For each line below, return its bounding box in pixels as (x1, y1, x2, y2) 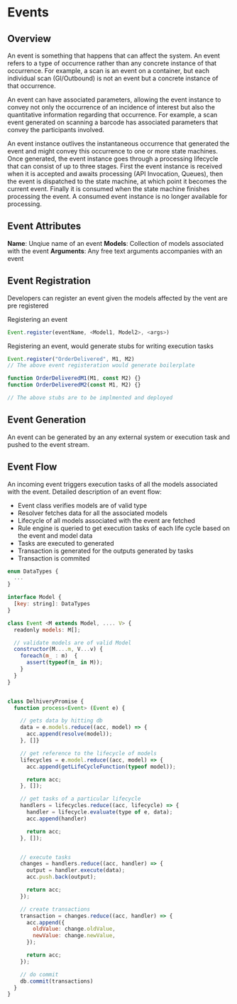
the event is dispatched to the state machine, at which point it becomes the (7, 177, 227, 185)
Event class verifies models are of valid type (17, 501, 148, 509)
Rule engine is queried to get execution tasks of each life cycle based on (17, 524, 231, 532)
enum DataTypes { (7, 568, 59, 575)
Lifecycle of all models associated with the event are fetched (17, 516, 195, 524)
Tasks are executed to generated (17, 539, 115, 547)
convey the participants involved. (7, 126, 105, 134)
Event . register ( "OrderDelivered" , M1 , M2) (7, 355, 135, 362)
